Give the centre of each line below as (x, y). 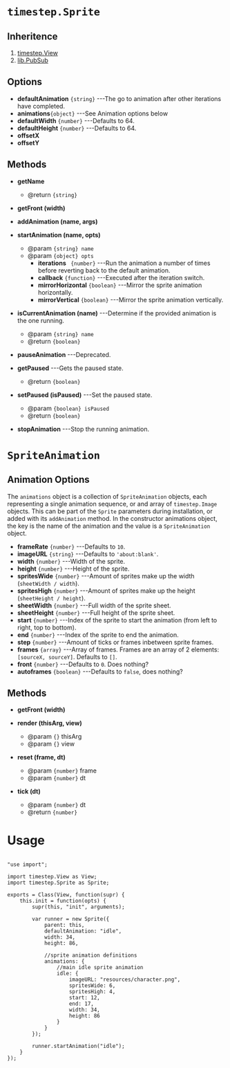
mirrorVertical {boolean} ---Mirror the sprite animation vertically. (131, 300)
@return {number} (52, 812)
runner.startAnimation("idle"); (79, 1047)
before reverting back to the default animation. (104, 270)
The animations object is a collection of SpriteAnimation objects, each (107, 496)
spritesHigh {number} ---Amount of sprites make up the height (106, 591)
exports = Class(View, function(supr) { (66, 895)
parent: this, (64, 926)
